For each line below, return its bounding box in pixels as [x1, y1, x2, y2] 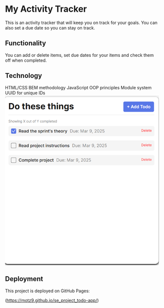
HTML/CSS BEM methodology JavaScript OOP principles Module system [5, 84, 152, 90]
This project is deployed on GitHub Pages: [5, 288, 90, 294]
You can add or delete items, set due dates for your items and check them [5, 52, 154, 58]
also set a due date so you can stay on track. [5, 25, 95, 30]
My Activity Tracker [5, 3, 87, 15]
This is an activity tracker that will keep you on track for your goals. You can [5, 20, 158, 26]
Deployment [5, 275, 43, 283]
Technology [5, 72, 42, 80]
